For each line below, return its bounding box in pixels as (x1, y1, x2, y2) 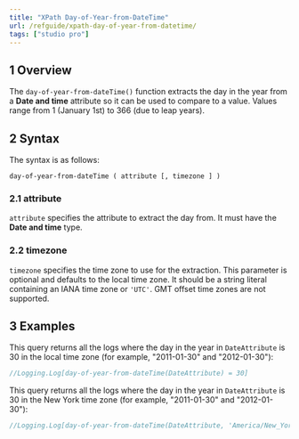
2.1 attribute (9, 192, 62, 205)
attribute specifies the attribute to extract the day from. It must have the (9, 213, 278, 224)
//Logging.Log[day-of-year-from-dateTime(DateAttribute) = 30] (9, 369, 249, 378)
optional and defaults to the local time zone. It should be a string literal (9, 273, 267, 285)
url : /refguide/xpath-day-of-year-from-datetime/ (9, 21, 198, 30)
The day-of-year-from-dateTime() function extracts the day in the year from (9, 86, 287, 97)
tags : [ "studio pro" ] (9, 29, 90, 38)
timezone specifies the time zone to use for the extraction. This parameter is (9, 264, 287, 275)
